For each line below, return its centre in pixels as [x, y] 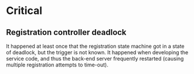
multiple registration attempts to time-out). [57, 65]
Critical [24, 11]
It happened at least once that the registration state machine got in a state [95, 46]
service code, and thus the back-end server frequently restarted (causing [95, 59]
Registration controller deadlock [67, 32]
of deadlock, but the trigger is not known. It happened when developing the [97, 52]
